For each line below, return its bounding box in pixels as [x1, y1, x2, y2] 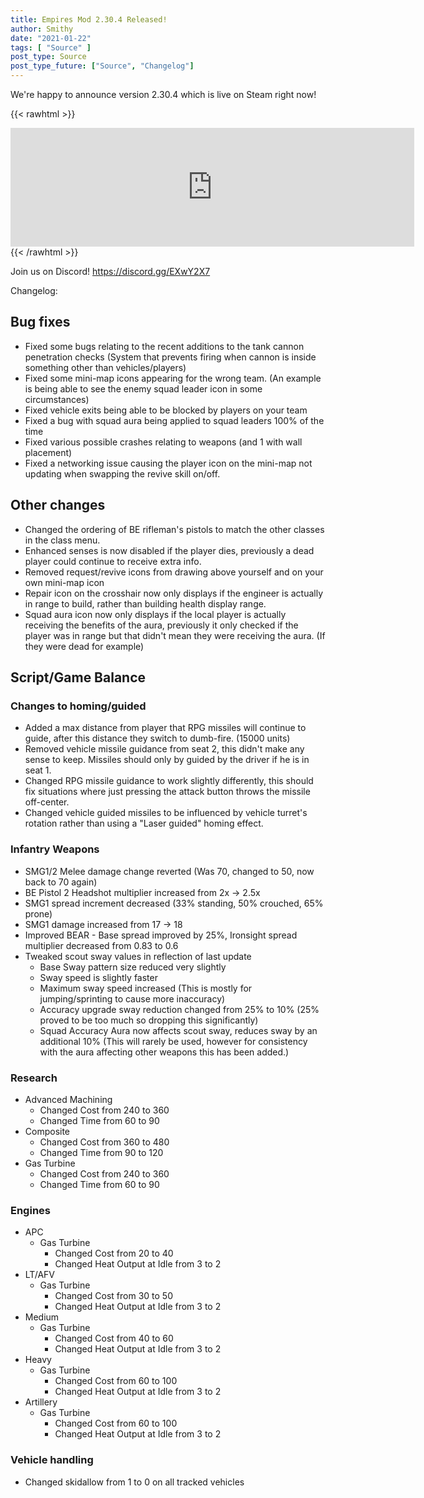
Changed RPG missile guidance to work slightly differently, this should [24, 775, 314, 787]
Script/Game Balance [10, 669, 147, 686]
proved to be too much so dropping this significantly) [39, 1014, 259, 1026]
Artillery [24, 1396, 58, 1408]
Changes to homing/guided [10, 699, 147, 713]
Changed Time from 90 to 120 [39, 1146, 164, 1158]
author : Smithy [10, 24, 74, 34]
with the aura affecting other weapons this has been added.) [39, 1046, 290, 1058]
